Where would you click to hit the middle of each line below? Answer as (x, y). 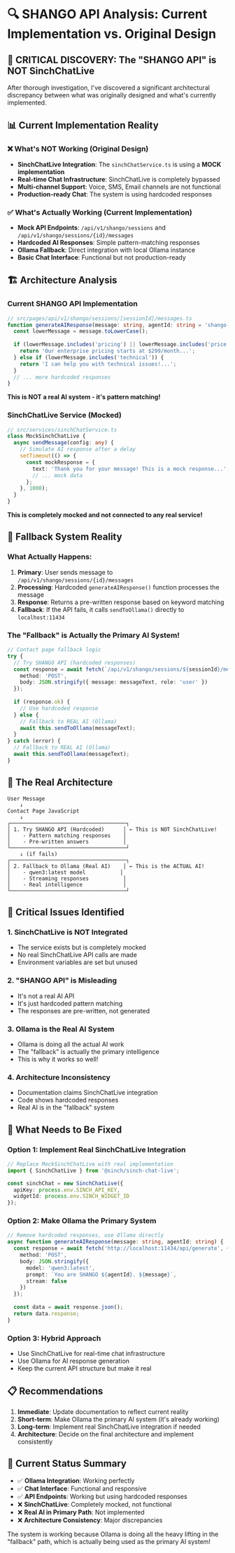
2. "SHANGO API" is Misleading (62, 980)
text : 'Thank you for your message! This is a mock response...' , (131, 469)
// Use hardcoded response (59, 708)
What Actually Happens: (50, 557)
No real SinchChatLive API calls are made (77, 955)
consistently (35, 1441)
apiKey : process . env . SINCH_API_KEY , (67, 1190)
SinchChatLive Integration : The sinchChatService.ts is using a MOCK (119, 164)
